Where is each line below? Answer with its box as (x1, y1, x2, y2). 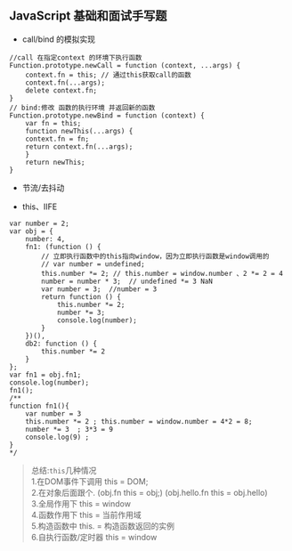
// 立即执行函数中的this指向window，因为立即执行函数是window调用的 (41, 252, 270, 261)
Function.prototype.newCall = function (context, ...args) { (9, 61, 241, 69)
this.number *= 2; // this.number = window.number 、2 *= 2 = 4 (41, 269, 283, 278)
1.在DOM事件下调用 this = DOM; (30, 475, 149, 487)
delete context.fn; (25, 85, 98, 95)
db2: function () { (25, 339, 98, 348)
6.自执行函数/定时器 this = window (30, 531, 158, 542)
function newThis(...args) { (25, 126, 134, 135)
